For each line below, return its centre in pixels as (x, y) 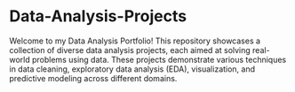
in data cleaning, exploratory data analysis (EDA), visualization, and (132, 69)
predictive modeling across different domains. (93, 78)
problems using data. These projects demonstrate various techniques (159, 59)
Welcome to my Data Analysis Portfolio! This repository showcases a (135, 41)
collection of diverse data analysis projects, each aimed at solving (130, 50)
